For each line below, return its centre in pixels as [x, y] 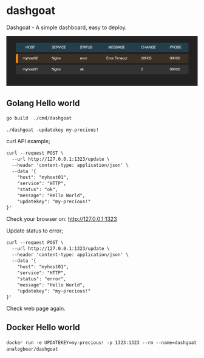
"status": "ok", [38, 189]
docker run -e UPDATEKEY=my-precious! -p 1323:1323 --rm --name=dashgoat [102, 343]
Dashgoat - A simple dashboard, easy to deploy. [67, 27]
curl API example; [28, 141]
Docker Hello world [43, 327]
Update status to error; [35, 231]
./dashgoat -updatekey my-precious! [53, 130]
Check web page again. [36, 308]
